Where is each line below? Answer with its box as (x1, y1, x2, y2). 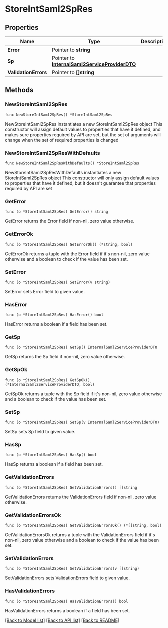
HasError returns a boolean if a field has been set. (5, 321, 108, 327)
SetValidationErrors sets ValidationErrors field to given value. (5, 575, 130, 581)
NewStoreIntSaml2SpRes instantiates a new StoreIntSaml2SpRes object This (5, 121, 163, 127)
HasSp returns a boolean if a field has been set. (5, 461, 103, 467)
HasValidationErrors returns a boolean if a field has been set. (5, 607, 130, 613)
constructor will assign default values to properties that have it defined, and (5, 126, 161, 132)
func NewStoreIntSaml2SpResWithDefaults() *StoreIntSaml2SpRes (5, 161, 140, 166)
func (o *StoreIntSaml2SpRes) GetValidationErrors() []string (5, 485, 137, 490)
